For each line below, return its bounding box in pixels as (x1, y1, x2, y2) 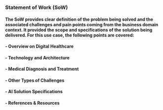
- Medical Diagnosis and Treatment (5, 66, 79, 72)
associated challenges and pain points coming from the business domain (5, 21, 159, 27)
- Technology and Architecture (5, 55, 70, 60)
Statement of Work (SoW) (5, 4, 68, 11)
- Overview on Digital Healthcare (5, 44, 74, 50)
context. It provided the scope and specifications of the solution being (5, 27, 153, 33)
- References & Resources (5, 100, 60, 106)
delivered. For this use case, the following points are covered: (5, 32, 134, 38)
